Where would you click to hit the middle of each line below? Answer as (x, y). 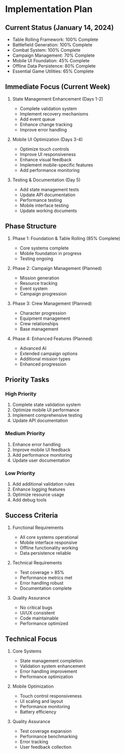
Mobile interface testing (44, 205)
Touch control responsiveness (51, 696)
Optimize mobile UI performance (46, 410)
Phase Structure (31, 226)
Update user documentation (41, 460)
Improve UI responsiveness (48, 154)
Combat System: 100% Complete (46, 50)
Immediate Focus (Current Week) (58, 87)
